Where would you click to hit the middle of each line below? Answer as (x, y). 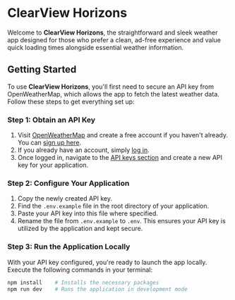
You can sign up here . (49, 143)
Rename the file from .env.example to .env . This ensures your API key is (121, 221)
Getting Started (42, 69)
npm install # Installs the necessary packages (83, 282)
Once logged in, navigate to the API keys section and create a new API (120, 158)
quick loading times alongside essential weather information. (96, 47)
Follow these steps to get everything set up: (71, 101)
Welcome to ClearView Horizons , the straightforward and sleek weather (113, 32)
